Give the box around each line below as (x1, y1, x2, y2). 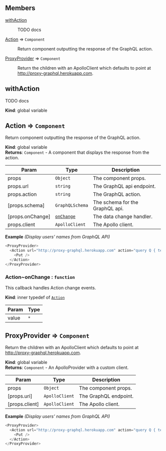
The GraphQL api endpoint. (93, 183, 156, 190)
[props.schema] (7, 202, 45, 209)
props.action (7, 191, 37, 198)
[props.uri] (7, 393, 33, 400)
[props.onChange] (7, 213, 50, 220)
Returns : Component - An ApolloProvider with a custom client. (5, 364, 129, 370)
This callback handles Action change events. (5, 285, 96, 291)
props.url (7, 183, 29, 190)
